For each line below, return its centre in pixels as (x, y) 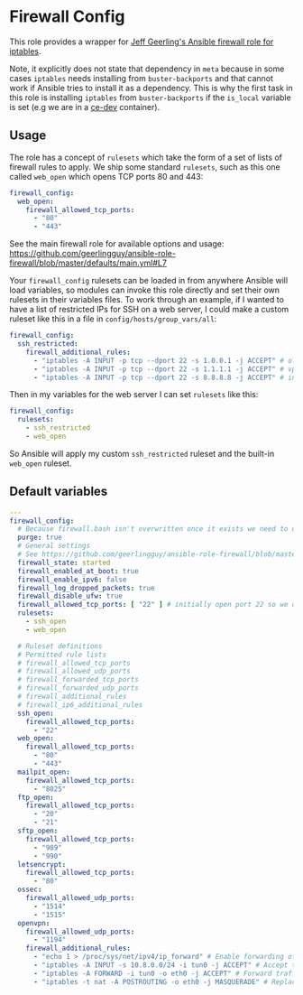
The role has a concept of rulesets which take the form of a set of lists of (146, 157)
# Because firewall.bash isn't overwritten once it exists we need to (153, 529)
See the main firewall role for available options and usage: (117, 244)
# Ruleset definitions (60, 646)
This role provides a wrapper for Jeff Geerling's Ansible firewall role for (142, 42)
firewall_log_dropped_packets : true (86, 588)
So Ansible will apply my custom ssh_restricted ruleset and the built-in (142, 453)
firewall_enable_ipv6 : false (72, 580)
